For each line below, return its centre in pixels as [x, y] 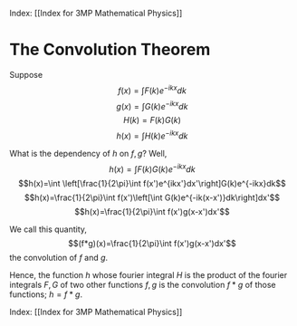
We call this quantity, [48, 229]
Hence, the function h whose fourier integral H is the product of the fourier [148, 274]
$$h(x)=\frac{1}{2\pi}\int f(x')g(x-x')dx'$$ [152, 211]
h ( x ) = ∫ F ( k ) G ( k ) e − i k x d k [152, 168]
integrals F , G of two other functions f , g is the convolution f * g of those [143, 284]
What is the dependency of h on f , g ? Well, [88, 153]
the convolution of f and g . [59, 257]
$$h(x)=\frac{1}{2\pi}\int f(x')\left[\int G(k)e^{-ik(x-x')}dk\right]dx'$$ [152, 197]
